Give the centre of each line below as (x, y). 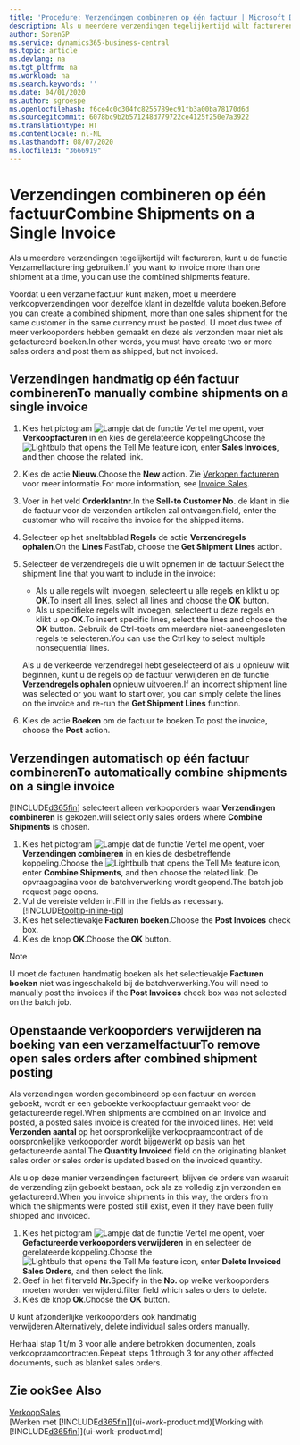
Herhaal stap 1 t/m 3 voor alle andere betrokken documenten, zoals (133, 1344)
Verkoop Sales (35, 1412)
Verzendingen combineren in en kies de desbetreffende (126, 854)
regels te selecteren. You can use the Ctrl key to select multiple (150, 638)
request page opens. (60, 892)
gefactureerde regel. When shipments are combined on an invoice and (138, 1113)
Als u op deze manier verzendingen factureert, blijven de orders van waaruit (149, 1178)
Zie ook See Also (55, 1391)
